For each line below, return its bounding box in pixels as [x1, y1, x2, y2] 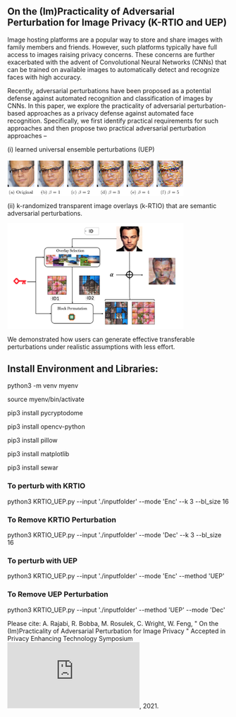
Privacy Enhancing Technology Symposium [7, 634, 133, 642]
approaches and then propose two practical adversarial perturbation [7, 123, 206, 133]
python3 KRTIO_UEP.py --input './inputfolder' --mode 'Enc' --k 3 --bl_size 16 [7, 497, 229, 505]
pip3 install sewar [7, 463, 58, 472]
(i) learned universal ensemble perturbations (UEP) [7, 145, 155, 154]
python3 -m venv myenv [7, 381, 79, 390]
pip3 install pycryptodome [7, 409, 83, 417]
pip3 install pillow [7, 436, 58, 445]
